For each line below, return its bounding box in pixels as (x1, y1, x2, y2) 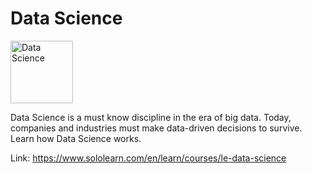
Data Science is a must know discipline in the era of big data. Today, (10, 111, 292, 123)
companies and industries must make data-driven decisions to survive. (10, 122, 303, 134)
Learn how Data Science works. (10, 132, 142, 144)
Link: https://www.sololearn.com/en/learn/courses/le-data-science (10, 152, 287, 164)
